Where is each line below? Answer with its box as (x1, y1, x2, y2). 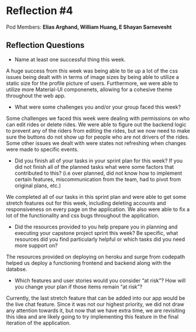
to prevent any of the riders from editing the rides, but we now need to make (6, 127, 190, 134)
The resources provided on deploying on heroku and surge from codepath (6, 253, 185, 260)
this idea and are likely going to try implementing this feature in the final (6, 313, 179, 320)
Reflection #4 (6, 4, 73, 18)
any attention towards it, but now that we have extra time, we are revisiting (6, 307, 185, 314)
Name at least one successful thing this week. (14, 56, 126, 63)
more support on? (14, 241, 58, 249)
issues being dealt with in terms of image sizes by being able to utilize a (6, 73, 180, 80)
